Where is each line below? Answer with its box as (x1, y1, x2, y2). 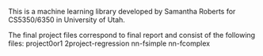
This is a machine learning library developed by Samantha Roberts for (8, 7, 236, 16)
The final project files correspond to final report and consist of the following (8, 31, 256, 39)
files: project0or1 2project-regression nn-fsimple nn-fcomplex (8, 39, 211, 48)
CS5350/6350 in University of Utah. (8, 15, 125, 24)
